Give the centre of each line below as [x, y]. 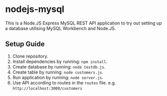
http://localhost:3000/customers [47, 88]
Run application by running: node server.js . [58, 77]
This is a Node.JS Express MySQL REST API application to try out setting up [83, 23]
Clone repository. [30, 56]
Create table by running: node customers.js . [58, 72]
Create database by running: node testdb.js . [59, 66]
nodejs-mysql [35, 9]
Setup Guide [25, 44]
